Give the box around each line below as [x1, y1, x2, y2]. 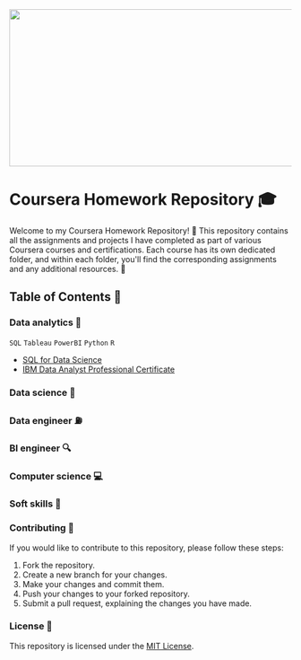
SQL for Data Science [21, 354, 103, 365]
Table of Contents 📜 [9, 289, 122, 304]
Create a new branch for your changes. [21, 569, 168, 580]
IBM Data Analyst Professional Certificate [21, 364, 176, 374]
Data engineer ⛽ [9, 415, 82, 427]
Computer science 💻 [9, 471, 103, 483]
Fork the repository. [21, 559, 96, 570]
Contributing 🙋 [9, 522, 74, 534]
